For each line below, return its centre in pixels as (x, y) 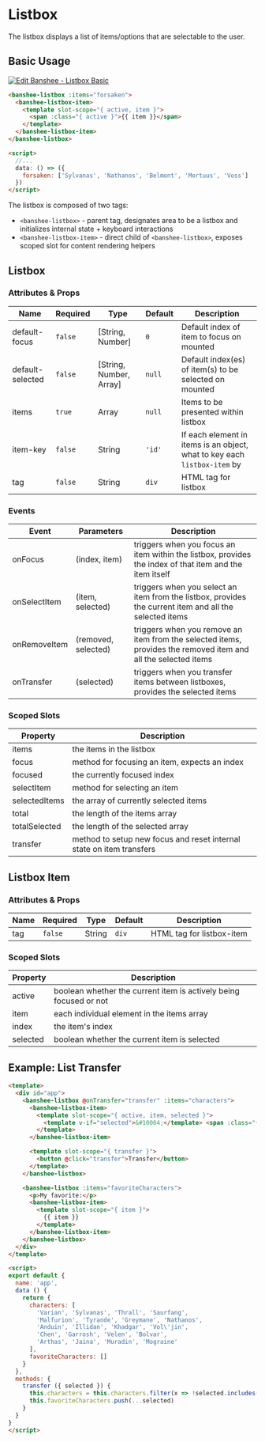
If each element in (215, 434)
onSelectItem (37, 602)
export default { (37, 1276)
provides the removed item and (192, 649)
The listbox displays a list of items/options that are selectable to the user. (127, 36)
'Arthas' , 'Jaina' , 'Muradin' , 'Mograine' (107, 1342)
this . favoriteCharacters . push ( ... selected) (102, 1401)
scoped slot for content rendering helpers (87, 246)
